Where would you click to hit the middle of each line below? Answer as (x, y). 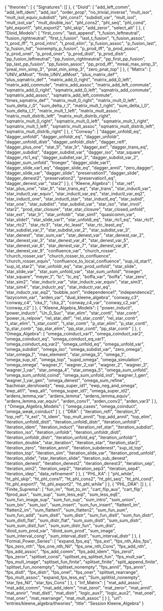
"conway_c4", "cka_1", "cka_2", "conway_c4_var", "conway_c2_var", (72, 303)
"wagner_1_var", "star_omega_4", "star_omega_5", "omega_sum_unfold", (77, 370)
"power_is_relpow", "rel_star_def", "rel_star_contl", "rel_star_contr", (71, 318)
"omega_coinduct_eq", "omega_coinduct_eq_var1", (55, 339)
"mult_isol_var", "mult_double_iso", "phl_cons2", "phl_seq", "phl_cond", (75, 22)
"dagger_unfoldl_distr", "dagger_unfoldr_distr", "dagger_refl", (66, 142)
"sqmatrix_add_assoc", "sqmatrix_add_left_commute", (59, 95)
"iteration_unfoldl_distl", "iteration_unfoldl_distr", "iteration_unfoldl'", (72, 422)
